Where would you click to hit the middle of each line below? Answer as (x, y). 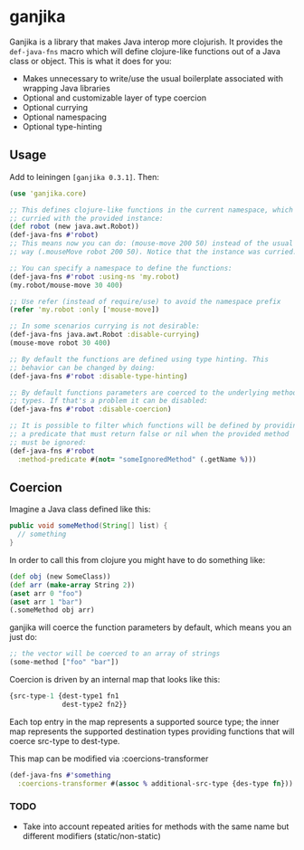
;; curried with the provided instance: (87, 218)
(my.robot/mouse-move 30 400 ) (66, 285)
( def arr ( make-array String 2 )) (72, 585)
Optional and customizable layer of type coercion (114, 98)
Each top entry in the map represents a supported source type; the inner (144, 721)
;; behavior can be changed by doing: (82, 368)
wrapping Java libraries (66, 88)
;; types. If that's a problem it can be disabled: (109, 401)
